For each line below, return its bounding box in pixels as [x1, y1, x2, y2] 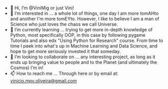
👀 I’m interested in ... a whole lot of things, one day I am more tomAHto [10, 10, 159, 16]
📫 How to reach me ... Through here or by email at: [10, 71, 118, 76]
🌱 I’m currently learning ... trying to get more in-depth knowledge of [10, 27, 153, 33]
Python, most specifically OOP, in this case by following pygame [10, 32, 146, 38]
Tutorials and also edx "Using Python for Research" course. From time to [10, 37, 163, 43]
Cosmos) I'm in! [10, 64, 43, 71]
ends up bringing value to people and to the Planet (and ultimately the [10, 59, 157, 65]
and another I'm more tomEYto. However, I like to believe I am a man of [10, 16, 160, 21]
